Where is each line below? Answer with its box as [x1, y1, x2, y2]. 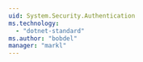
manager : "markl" [8, 42, 67, 50]
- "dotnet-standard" [15, 27, 85, 35]
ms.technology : [8, 19, 60, 27]
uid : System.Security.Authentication [8, 11, 136, 20]
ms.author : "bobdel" [8, 34, 78, 43]
